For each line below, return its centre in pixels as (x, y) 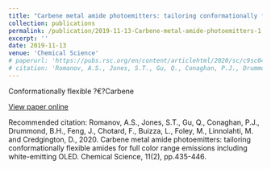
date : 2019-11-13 (38, 46)
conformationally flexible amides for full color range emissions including (128, 148)
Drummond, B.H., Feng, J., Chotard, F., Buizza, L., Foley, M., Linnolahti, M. (131, 130)
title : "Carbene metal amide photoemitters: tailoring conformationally (133, 16)
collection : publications (52, 23)
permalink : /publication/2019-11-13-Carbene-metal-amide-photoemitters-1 (135, 31)
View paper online (38, 106)
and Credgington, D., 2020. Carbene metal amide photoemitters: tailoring (130, 139)
